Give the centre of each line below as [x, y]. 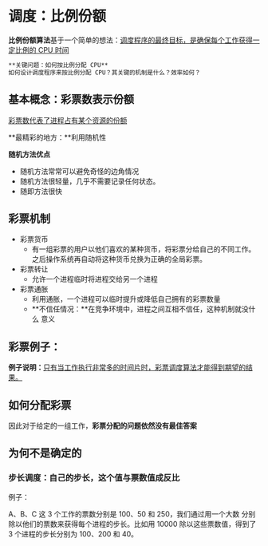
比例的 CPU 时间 [42, 49]
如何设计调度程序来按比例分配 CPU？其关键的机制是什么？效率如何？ [104, 73]
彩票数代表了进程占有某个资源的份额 [68, 120]
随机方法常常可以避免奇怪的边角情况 [79, 171]
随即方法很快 [41, 191]
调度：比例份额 [57, 16]
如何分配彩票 [40, 405]
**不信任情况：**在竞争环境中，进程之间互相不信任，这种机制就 [136, 309]
